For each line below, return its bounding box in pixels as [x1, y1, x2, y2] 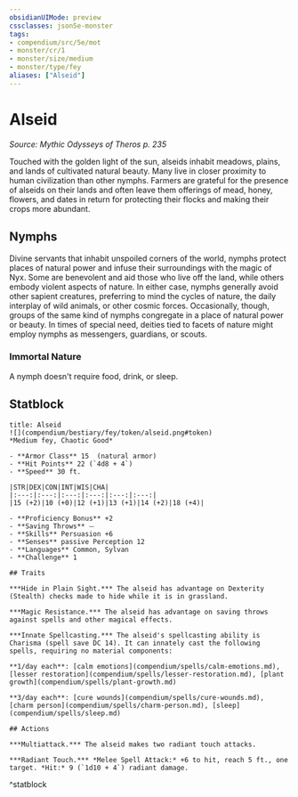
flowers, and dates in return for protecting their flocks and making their [9, 193, 270, 205]
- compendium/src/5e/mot [9, 37, 101, 47]
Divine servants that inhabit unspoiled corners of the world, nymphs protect [9, 253, 286, 264]
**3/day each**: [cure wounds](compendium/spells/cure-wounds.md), [9, 693, 265, 702]
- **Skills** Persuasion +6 [9, 529, 114, 539]
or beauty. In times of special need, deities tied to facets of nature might [9, 319, 274, 329]
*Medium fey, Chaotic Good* [9, 435, 114, 445]
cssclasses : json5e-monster [9, 21, 114, 30]
